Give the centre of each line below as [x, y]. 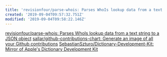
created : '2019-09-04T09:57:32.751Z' [45, 14]
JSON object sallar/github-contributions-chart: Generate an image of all [79, 38]
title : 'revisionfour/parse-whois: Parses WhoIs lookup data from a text [84, 10]
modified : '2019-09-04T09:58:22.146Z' [46, 19]
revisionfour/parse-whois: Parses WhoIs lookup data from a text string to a [82, 33]
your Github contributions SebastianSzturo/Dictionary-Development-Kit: [79, 44]
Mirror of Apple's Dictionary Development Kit [52, 49]
